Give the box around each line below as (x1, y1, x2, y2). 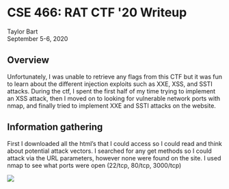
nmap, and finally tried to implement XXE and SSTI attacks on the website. (7, 101, 217, 110)
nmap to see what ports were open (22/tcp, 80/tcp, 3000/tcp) (7, 161, 182, 169)
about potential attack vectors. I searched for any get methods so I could (7, 147, 212, 155)
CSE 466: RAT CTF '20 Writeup (7, 5, 187, 20)
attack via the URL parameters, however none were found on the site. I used (7, 154, 221, 162)
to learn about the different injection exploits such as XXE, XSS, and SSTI (7, 80, 213, 88)
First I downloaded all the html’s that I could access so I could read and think (7, 139, 222, 147)
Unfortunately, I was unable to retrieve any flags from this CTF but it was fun (7, 72, 222, 81)
